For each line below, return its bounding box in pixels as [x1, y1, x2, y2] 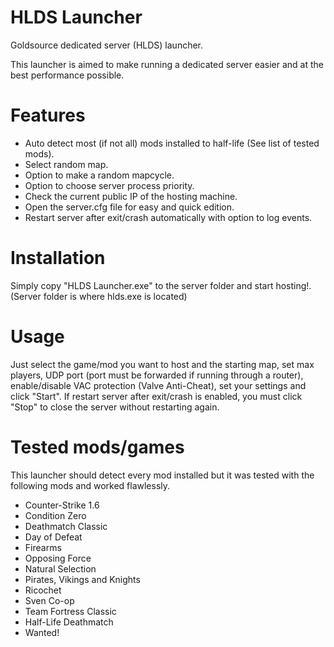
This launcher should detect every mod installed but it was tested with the [10, 469, 315, 481]
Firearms [24, 541, 62, 553]
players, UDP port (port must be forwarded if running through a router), [10, 369, 304, 381]
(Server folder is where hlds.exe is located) [10, 290, 188, 302]
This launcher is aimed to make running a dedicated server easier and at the [10, 58, 324, 70]
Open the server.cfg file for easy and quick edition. [24, 201, 235, 213]
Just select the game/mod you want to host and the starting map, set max [10, 358, 315, 370]
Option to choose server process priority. [24, 179, 195, 191]
